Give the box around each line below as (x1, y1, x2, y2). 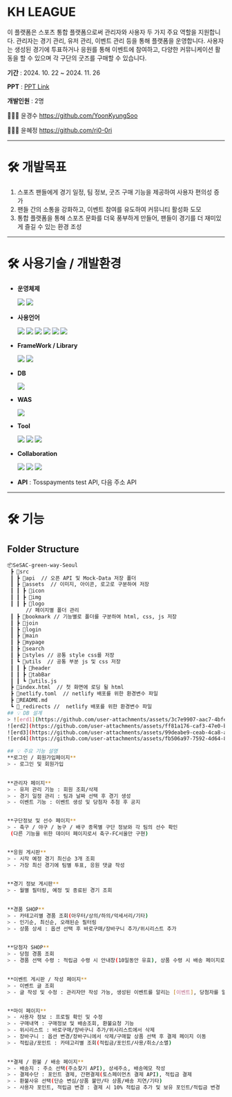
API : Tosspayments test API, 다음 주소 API (17, 478, 137, 486)
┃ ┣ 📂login (10, 626, 41, 633)
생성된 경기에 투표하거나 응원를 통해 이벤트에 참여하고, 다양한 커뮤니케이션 (14, 45, 214, 53)
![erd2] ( (7, 722, 32, 730)
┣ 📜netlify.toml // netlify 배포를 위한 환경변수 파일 (10, 690, 159, 697)
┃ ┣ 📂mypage (10, 639, 45, 646)
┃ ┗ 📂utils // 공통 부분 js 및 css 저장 (10, 658, 121, 665)
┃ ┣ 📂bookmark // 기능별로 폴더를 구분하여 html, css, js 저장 (10, 613, 177, 620)
